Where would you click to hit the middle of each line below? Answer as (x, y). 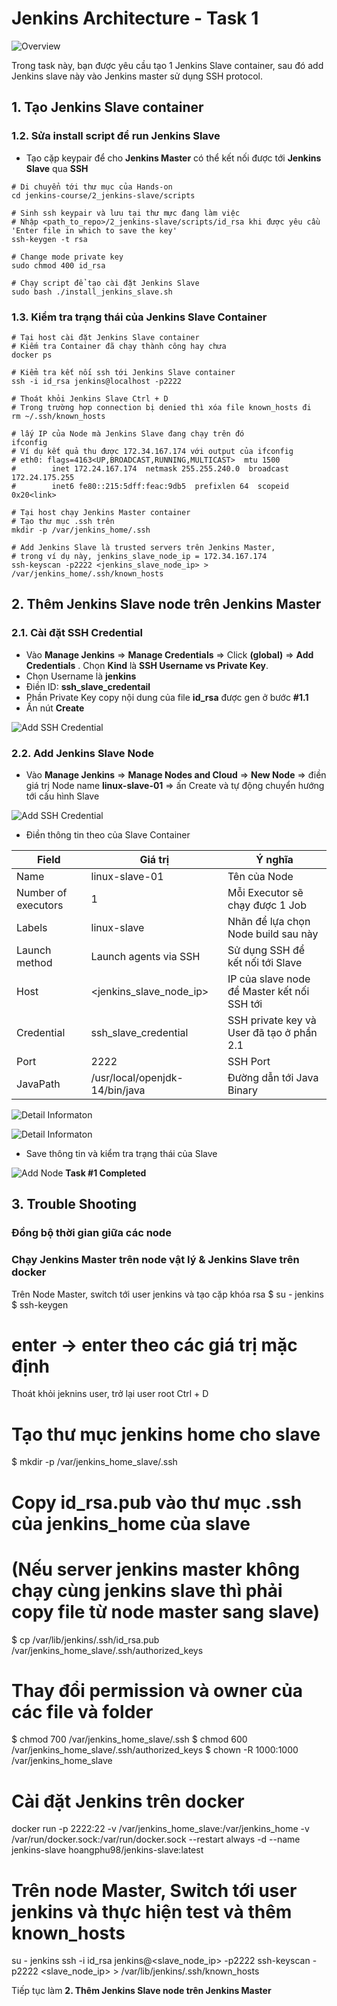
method (34, 962)
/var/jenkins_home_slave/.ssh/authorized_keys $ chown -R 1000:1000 (155, 1750)
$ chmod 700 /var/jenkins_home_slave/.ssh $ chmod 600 (129, 1739)
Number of (42, 892)
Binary (243, 1090)
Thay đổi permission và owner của (157, 1690)
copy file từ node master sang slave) (166, 1611)
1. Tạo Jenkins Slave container (107, 107)
